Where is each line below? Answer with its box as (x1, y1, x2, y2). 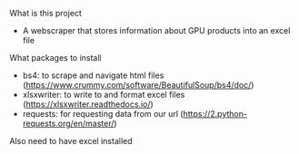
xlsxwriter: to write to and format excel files (22, 90, 185, 100)
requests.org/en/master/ (22, 118, 115, 129)
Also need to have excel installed (9, 136, 134, 146)
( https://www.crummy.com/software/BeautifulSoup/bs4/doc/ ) (22, 80, 254, 90)
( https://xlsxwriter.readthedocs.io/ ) (22, 99, 154, 110)
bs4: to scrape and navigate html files (22, 70, 164, 81)
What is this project (9, 8, 82, 18)
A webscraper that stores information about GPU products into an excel (22, 25, 291, 35)
